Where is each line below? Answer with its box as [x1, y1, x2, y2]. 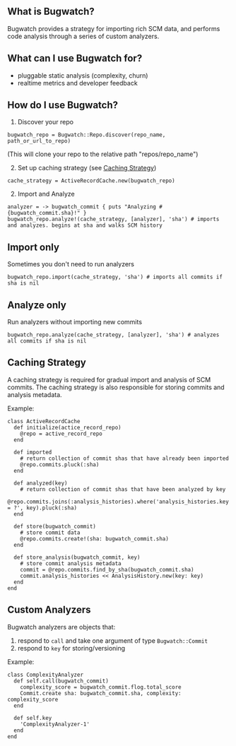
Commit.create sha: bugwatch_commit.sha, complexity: [20, 689, 182, 697]
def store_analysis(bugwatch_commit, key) [13, 554, 141, 561]
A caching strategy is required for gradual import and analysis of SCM [7, 375, 211, 384]
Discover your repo [17, 118, 74, 126]
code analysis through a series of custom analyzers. [7, 32, 160, 40]
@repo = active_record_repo [20, 430, 102, 437]
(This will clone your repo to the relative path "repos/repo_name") [7, 150, 199, 158]
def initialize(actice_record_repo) [13, 424, 122, 431]
